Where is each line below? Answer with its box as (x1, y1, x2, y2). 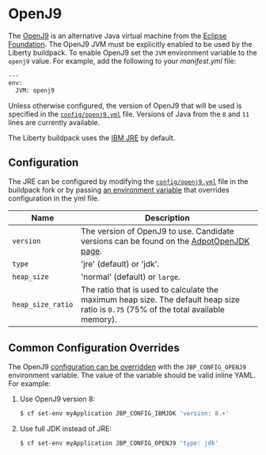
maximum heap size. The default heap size (80, 294, 240, 305)
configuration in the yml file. (8, 193, 100, 203)
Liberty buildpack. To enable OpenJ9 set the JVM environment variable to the (8, 48, 257, 57)
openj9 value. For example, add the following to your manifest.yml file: (8, 56, 237, 66)
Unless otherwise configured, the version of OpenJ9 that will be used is (8, 101, 242, 110)
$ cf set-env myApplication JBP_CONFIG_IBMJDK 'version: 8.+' (19, 410, 230, 418)
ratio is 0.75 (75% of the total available (80, 304, 226, 315)
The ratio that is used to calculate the (80, 285, 219, 296)
